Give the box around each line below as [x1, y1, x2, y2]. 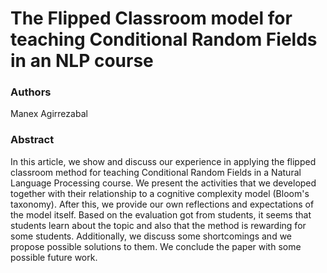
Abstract [10, 133, 55, 147]
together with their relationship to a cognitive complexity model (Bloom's [10, 187, 310, 199]
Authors [10, 85, 52, 99]
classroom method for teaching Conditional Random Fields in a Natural [10, 166, 302, 178]
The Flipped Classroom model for [10, 7, 293, 30]
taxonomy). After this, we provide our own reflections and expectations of [10, 198, 315, 210]
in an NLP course [10, 50, 154, 72]
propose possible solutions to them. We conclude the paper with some [10, 240, 302, 252]
